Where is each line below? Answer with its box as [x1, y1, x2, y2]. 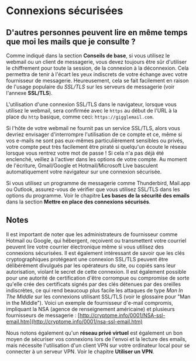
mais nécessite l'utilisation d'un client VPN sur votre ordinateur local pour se [6, 342, 190, 349]
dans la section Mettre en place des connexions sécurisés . [6, 198, 151, 205]
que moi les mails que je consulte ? [6, 36, 136, 46]
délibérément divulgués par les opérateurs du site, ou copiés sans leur [6, 262, 176, 269]
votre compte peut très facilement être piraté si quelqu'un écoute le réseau [6, 144, 187, 150]
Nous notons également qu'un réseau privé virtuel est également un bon [6, 329, 183, 336]
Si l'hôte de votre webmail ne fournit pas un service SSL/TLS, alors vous [6, 125, 180, 131]
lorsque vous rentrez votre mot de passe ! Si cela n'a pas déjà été [6, 149, 164, 156]
